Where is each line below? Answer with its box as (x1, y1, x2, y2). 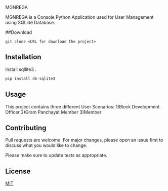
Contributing (5, 124, 47, 132)
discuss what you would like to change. (5, 142, 88, 148)
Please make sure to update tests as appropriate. (5, 152, 108, 159)
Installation (5, 53, 41, 61)
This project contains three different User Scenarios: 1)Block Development (5, 103, 160, 109)
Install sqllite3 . (5, 66, 37, 72)
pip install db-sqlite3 (5, 76, 56, 81)
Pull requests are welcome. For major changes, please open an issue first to (5, 137, 163, 143)
